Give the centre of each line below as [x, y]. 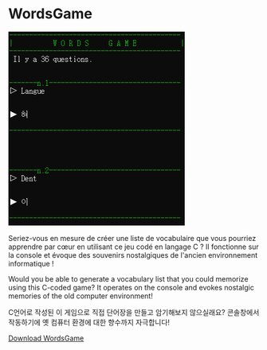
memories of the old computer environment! [80, 296]
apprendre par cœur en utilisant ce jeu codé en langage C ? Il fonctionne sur [133, 247]
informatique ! [31, 263]
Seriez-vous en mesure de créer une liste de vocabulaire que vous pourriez [132, 238]
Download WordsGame [46, 338]
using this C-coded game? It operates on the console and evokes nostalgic [132, 287]
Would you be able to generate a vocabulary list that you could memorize [128, 278]
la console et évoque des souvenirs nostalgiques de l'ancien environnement [133, 255]
